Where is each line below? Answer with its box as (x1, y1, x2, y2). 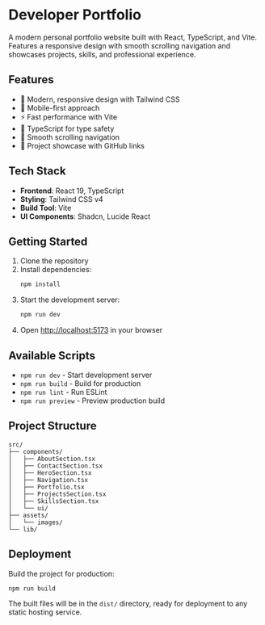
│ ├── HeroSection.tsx (8, 468, 92, 477)
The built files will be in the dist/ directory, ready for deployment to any (8, 599, 248, 609)
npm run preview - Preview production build (19, 396, 166, 405)
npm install (19, 280, 61, 288)
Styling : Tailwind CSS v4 (19, 194, 103, 203)
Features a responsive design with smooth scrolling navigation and (8, 40, 231, 50)
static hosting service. (8, 607, 82, 617)
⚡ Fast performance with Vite (19, 111, 118, 122)
